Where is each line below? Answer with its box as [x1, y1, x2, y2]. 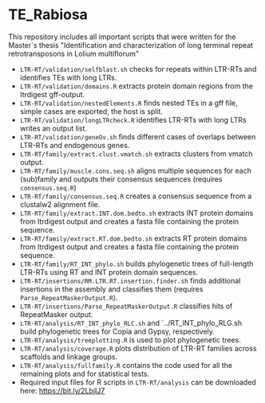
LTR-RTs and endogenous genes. [19, 140, 130, 150]
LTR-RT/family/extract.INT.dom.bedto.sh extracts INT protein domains [19, 208, 254, 217]
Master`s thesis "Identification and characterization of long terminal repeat [8, 40, 254, 49]
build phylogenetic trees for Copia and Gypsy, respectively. [19, 327, 216, 336]
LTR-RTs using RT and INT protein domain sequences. [19, 267, 199, 276]
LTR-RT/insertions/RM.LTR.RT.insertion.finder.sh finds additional [19, 276, 241, 285]
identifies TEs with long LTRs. [19, 72, 117, 82]
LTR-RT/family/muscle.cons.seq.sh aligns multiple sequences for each [19, 166, 251, 175]
